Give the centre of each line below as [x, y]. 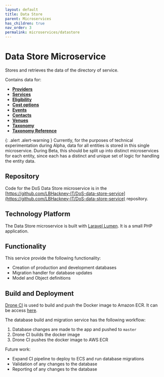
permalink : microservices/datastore [42, 32]
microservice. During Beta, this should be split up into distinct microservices [82, 150]
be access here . [21, 310]
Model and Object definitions [41, 278]
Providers [22, 89]
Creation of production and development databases [64, 268]
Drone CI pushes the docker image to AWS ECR [60, 340]
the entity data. [20, 161]
